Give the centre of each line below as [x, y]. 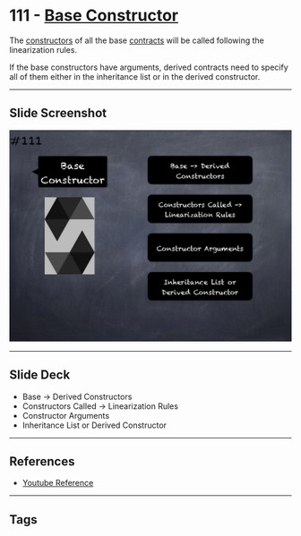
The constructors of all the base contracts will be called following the [137, 40]
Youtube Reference [58, 483]
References [42, 461]
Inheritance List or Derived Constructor [95, 425]
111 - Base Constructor [94, 16]
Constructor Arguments [66, 415]
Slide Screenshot [58, 113]
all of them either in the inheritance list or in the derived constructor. [135, 76]
